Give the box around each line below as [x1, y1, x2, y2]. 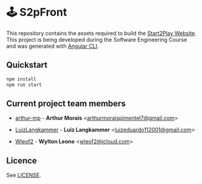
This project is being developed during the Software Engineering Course [6, 36, 187, 43]
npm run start [6, 82, 42, 88]
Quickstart [6, 60, 48, 70]
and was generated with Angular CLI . [6, 42, 99, 50]
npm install [6, 76, 36, 82]
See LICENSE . [6, 171, 41, 179]
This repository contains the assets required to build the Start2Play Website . [6, 29, 197, 37]
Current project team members [6, 98, 126, 108]
